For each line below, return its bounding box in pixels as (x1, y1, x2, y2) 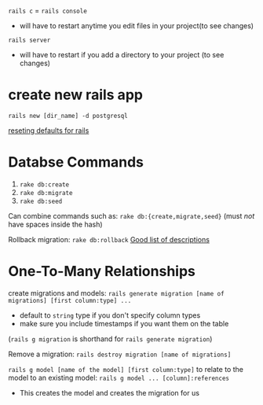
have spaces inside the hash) (8, 219, 104, 229)
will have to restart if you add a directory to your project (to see (19, 50, 225, 59)
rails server (8, 36, 51, 44)
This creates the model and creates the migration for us (19, 388, 200, 397)
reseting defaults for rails (8, 125, 89, 135)
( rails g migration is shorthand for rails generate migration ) (8, 333, 213, 344)
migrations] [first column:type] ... (8, 296, 132, 304)
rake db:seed (19, 197, 63, 205)
